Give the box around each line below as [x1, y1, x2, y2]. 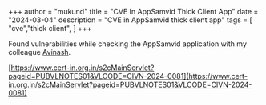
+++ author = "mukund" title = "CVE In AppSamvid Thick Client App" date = [8, 7, 259, 16]
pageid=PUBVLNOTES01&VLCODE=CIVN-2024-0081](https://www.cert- [8, 72, 248, 80]
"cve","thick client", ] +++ [8, 24, 92, 33]
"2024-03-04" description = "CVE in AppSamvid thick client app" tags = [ [8, 15, 252, 25]
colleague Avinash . [8, 48, 71, 56]
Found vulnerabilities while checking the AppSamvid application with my [8, 39, 247, 49]
